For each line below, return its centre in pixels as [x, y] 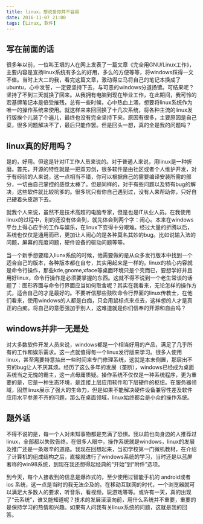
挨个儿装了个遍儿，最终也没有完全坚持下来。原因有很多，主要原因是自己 [107, 118]
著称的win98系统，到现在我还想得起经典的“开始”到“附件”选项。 [85, 464]
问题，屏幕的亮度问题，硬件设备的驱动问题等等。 [67, 242]
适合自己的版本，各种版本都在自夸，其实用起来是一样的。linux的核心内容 [97, 263]
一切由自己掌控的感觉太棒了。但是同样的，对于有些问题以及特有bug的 [104, 184]
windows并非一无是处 [48, 329]
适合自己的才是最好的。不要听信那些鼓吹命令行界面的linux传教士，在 [102, 293]
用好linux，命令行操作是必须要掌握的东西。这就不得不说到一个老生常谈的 [97, 278]
